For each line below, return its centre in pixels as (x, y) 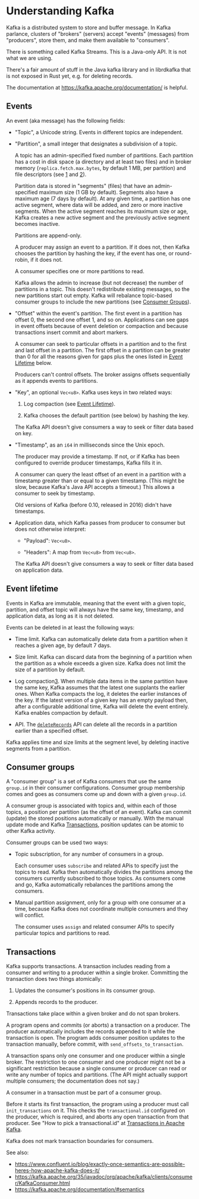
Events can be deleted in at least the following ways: (70, 627)
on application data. (39, 570)
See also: (18, 1152)
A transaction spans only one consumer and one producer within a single (96, 1056)
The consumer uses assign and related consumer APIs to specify (94, 927)
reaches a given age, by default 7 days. (63, 645)
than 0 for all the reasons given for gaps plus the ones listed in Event (99, 357)
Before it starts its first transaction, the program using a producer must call (97, 1104)
